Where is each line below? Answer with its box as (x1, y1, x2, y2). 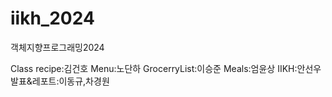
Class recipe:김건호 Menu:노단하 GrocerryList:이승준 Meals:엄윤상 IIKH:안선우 (10, 62, 322, 74)
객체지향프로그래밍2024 (10, 41, 105, 53)
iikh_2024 (10, 7, 95, 30)
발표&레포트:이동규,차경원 (10, 75, 110, 87)
